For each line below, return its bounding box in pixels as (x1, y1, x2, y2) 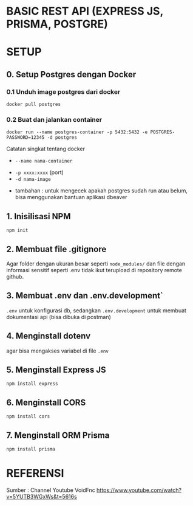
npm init (6, 227, 29, 234)
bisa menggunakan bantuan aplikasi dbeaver (15, 194, 127, 201)
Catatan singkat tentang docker (6, 145, 85, 153)
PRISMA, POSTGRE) (6, 17, 108, 31)
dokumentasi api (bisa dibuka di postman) (6, 313, 111, 320)
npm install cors (6, 413, 50, 420)
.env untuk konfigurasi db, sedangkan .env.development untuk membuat (6, 306, 187, 314)
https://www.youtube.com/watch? (96, 486, 182, 494)
